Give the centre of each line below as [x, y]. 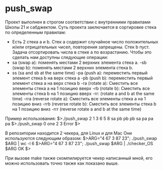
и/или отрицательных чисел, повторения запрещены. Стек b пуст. [81, 47]
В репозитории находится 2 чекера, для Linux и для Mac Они [69, 133]
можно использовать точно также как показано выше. [62, 163]
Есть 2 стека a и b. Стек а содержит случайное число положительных [85, 41]
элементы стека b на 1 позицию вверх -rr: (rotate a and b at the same [83, 94]
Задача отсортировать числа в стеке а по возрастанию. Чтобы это [82, 52]
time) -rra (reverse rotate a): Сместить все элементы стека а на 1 [79, 98]
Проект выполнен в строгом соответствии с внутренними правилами [78, 22]
